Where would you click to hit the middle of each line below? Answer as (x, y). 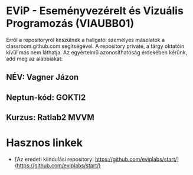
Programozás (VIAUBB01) (70, 23)
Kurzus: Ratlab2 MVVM (50, 117)
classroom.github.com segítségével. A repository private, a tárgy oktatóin (95, 46)
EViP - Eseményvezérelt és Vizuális (95, 11)
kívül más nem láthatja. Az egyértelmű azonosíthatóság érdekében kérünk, (97, 52)
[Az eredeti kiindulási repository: (54, 159)
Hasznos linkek (44, 143)
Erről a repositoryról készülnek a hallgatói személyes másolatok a (86, 40)
